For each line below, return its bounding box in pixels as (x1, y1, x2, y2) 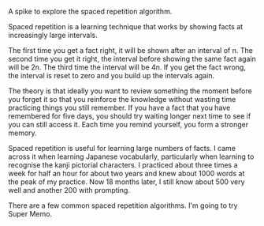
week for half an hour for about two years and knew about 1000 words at (8, 169, 245, 178)
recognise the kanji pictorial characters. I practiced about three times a (8, 160, 238, 169)
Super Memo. (8, 209, 53, 218)
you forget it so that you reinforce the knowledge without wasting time (8, 95, 236, 104)
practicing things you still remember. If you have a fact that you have (8, 103, 231, 112)
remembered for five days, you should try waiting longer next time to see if (8, 111, 251, 121)
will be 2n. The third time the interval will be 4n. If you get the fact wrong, (8, 62, 247, 72)
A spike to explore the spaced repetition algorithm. (8, 7, 173, 16)
